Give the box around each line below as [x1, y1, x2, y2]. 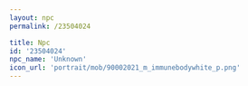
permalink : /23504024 [9, 22, 91, 31]
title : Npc [9, 38, 51, 47]
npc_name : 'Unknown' [9, 55, 88, 64]
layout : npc [9, 13, 54, 23]
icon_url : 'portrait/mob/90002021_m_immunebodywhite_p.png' [9, 63, 242, 72]
